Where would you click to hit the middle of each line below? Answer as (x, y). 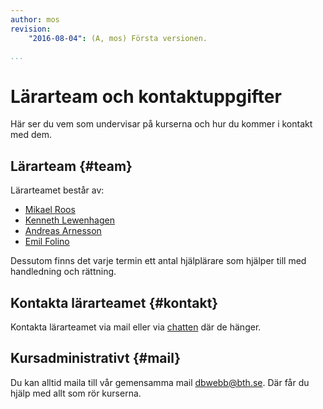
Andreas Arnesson (63, 231)
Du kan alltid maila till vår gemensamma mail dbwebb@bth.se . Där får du (160, 382)
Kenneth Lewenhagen (69, 220)
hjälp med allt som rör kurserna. (76, 393)
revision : (31, 29)
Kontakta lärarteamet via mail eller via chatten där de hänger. (136, 327)
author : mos (35, 19)
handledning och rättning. (63, 272)
